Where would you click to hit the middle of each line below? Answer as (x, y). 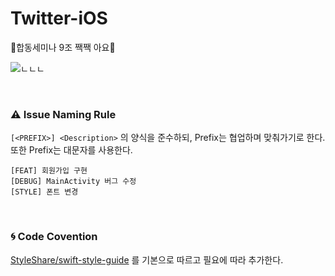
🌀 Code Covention (54, 237)
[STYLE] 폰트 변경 (44, 192)
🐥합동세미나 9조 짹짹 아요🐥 (63, 47)
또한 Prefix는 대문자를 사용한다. (71, 150)
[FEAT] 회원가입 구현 (49, 171)
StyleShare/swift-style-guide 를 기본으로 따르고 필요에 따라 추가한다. (147, 259)
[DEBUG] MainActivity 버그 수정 (73, 182)
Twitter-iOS (59, 18)
